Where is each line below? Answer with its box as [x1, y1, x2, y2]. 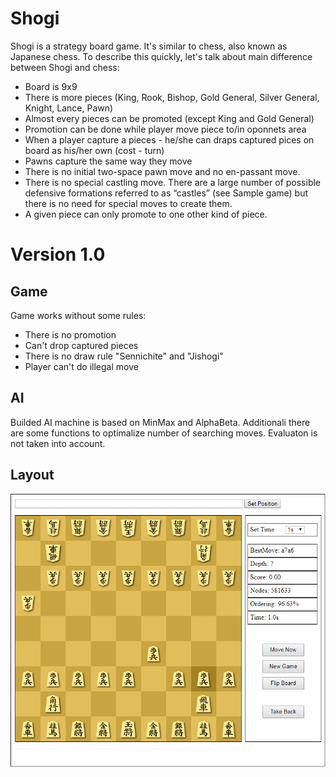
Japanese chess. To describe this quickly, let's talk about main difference [10, 50, 313, 62]
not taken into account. [10, 437, 106, 449]
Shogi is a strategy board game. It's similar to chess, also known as [10, 40, 288, 52]
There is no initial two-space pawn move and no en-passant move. [24, 165, 301, 177]
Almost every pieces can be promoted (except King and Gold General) [24, 112, 315, 124]
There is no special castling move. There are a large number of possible [24, 176, 322, 188]
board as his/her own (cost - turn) [24, 144, 165, 156]
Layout [10, 467, 55, 484]
